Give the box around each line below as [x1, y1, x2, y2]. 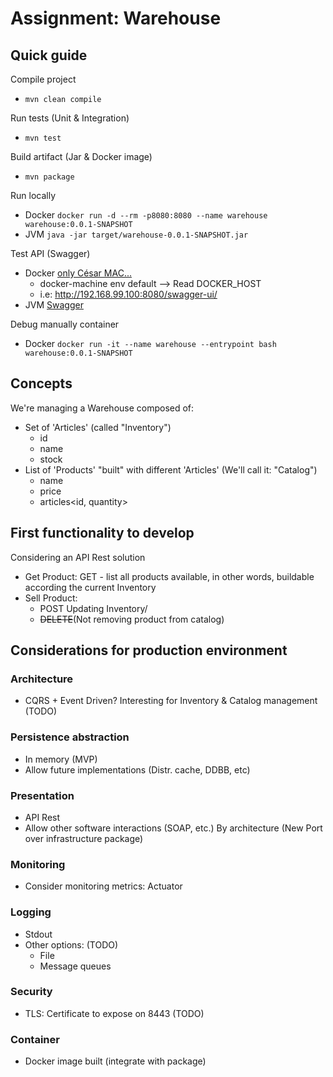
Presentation [10, 788, 75, 802]
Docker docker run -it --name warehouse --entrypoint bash [24, 338, 277, 349]
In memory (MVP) [24, 753, 98, 765]
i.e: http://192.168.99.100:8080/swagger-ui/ [39, 288, 218, 300]
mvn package [24, 172, 75, 182]
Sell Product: [24, 592, 78, 604]
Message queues [39, 960, 112, 972]
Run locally [10, 190, 56, 201]
